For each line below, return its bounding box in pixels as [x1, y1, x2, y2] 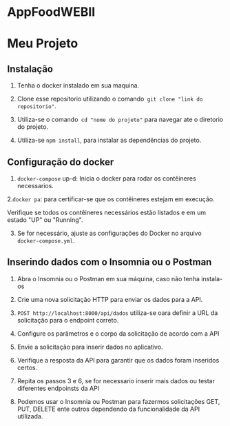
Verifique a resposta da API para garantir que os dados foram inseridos [17, 356, 220, 364]
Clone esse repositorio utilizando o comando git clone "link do [17, 94, 203, 103]
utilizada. [17, 412, 43, 420]
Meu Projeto [7, 36, 79, 52]
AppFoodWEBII [7, 4, 96, 20]
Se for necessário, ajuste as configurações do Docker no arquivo [17, 229, 202, 237]
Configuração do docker [7, 156, 114, 168]
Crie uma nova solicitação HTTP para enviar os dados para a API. [17, 295, 203, 303]
